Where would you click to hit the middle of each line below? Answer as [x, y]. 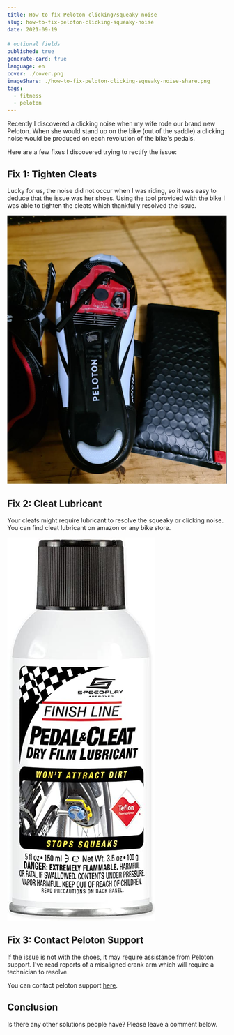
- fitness [28, 96]
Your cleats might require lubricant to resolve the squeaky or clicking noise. [116, 520]
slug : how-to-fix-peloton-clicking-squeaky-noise [81, 22]
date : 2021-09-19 [32, 29]
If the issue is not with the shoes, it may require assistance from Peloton [110, 957]
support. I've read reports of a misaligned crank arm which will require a [111, 964]
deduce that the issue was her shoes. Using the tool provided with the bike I [116, 198]
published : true [31, 52]
